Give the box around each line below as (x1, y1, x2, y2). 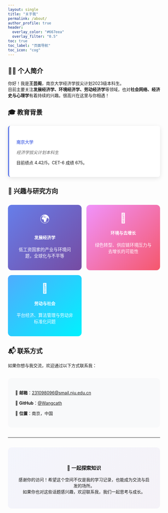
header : (8, 25, 24, 30)
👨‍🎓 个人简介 (8, 66, 43, 75)
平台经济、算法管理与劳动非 (16, 312, 73, 318)
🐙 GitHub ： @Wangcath (15, 400, 62, 406)
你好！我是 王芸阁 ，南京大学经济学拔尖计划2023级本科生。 (8, 80, 125, 86)
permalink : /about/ (8, 16, 47, 21)
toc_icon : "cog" (8, 47, 41, 52)
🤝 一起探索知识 (67, 465, 101, 471)
